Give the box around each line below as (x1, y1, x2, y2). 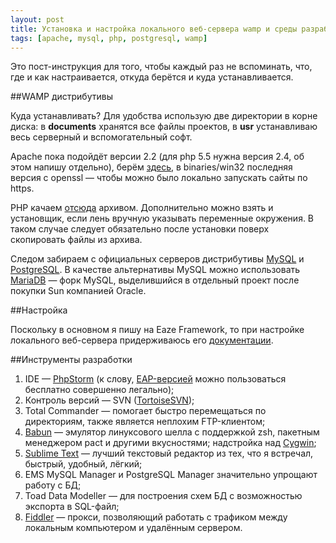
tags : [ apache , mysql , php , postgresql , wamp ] (10, 33, 208, 43)
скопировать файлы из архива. (10, 234, 143, 246)
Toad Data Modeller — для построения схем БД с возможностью (24, 490, 303, 502)
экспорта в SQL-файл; (24, 501, 120, 513)
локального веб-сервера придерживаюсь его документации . (10, 334, 274, 346)
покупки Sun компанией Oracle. (10, 285, 147, 297)
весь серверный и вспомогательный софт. (10, 131, 193, 143)
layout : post (10, 14, 65, 25)
